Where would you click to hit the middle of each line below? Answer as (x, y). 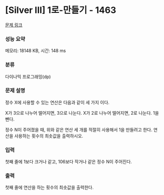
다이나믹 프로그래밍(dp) (28, 76)
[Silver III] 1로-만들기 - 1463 (61, 10)
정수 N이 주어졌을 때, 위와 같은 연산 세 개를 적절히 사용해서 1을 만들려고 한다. (79, 130)
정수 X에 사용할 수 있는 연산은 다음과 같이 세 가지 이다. (57, 102)
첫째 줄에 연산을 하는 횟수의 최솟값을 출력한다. (50, 188)
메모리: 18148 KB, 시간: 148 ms (35, 51)
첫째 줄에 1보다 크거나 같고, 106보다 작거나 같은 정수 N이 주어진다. (69, 162)
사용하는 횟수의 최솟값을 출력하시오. (49, 136)
